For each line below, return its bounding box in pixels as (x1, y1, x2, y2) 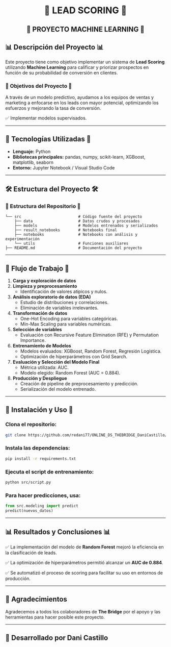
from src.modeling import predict (5, 504, 79, 509)
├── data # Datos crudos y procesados (14, 219, 140, 224)
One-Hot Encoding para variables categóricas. (20, 316, 118, 321)
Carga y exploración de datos (12, 278, 76, 284)
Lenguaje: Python (12, 148, 51, 155)
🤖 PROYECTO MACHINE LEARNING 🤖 (26, 25, 145, 34)
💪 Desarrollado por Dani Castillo (5, 633, 108, 642)
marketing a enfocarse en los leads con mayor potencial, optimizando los (5, 99, 159, 106)
